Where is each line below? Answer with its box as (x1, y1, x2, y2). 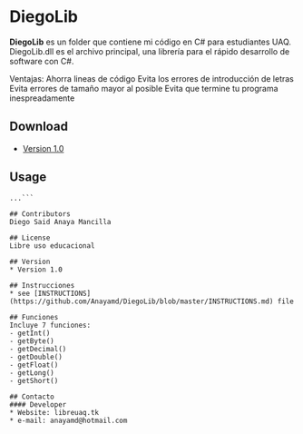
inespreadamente (9, 93, 75, 104)
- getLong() (9, 368, 54, 378)
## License (9, 233, 51, 242)
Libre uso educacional (9, 241, 95, 251)
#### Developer (9, 399, 67, 409)
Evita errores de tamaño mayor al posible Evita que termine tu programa (9, 83, 279, 94)
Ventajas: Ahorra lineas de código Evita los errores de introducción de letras (9, 73, 295, 84)
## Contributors (9, 209, 71, 219)
